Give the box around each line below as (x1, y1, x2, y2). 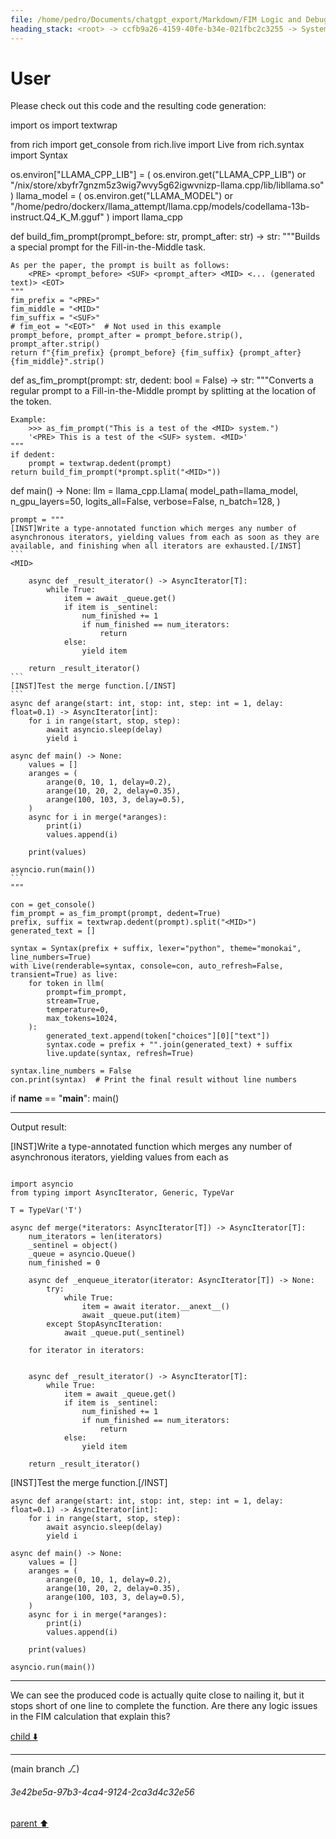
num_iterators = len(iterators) (28, 1232, 163, 1242)
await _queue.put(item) (81, 1311, 182, 1321)
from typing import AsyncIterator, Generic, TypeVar (10, 1188, 235, 1198)
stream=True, (46, 996, 101, 1006)
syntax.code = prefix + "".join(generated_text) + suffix (46, 1040, 293, 1050)
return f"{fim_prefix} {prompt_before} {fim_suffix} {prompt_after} (10, 348, 302, 358)
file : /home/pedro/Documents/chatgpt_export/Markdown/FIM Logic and (10, 14, 302, 25)
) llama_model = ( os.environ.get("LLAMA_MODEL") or (10, 190, 234, 202)
